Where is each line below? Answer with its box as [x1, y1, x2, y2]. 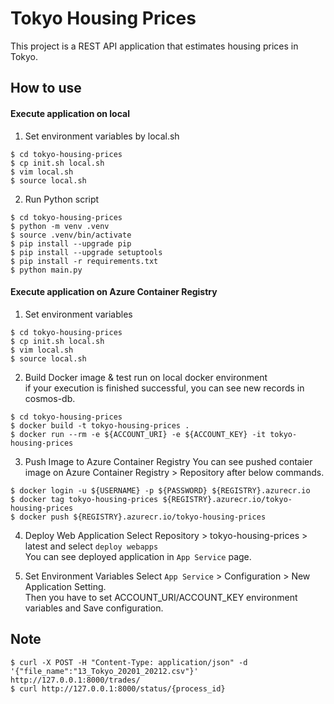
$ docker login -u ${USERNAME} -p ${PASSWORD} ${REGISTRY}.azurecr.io [10, 485, 311, 496]
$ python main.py [10, 265, 83, 275]
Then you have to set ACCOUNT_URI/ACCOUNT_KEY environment [24, 591, 298, 603]
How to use [10, 80, 82, 97]
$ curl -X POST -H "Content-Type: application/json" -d [10, 657, 248, 667]
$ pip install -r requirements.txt [10, 256, 159, 266]
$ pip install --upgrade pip [10, 238, 132, 249]
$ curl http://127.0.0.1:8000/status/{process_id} [10, 683, 226, 694]
